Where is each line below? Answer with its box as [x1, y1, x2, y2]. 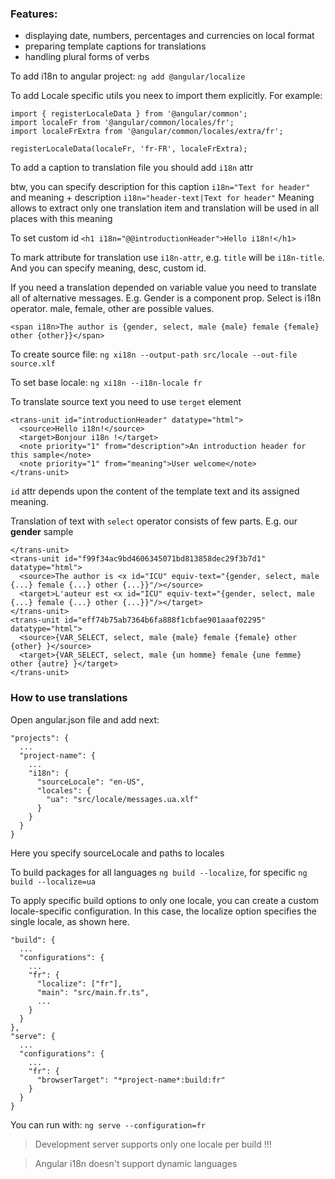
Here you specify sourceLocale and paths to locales [10, 847, 225, 859]
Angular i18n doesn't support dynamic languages [34, 1157, 238, 1169]
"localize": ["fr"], [36, 978, 123, 989]
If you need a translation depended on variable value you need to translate [10, 282, 317, 294]
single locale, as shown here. [10, 915, 130, 927]
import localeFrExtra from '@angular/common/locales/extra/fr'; [10, 127, 284, 137]
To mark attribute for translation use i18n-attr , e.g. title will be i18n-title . [10, 252, 325, 264]
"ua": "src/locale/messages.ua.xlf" [46, 794, 199, 804]
